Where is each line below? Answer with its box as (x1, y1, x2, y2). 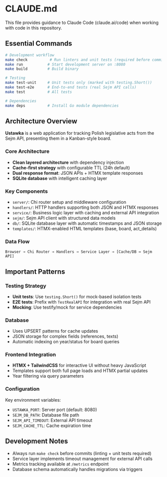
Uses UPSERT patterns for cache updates (12, 328, 98, 334)
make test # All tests (5, 89, 72, 94)
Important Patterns (5, 267, 66, 276)
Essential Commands (5, 39, 73, 48)
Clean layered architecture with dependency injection (12, 159, 124, 165)
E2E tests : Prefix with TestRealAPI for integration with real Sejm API (12, 299, 151, 305)
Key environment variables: (5, 397, 61, 403)
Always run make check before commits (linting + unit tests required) (12, 450, 152, 456)
